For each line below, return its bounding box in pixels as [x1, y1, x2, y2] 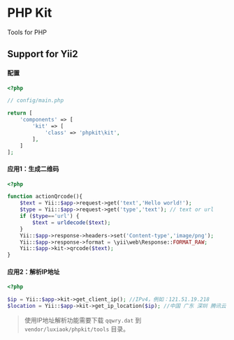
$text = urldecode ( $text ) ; [32, 219, 111, 226]
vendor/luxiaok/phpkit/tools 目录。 [24, 325, 130, 333]
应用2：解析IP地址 [7, 267, 60, 276]
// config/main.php [7, 97, 64, 104]
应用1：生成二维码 [7, 165, 59, 172]
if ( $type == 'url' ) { [20, 213, 80, 220]
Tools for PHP [7, 28, 47, 36]
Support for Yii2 [7, 48, 78, 60]
